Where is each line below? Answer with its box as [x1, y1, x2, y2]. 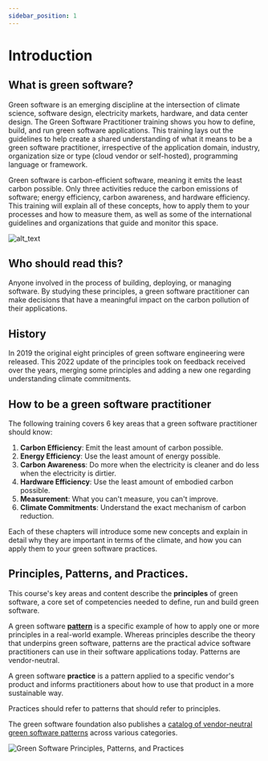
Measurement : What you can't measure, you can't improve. [19, 494, 218, 504]
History [8, 327, 47, 340]
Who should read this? [8, 257, 124, 270]
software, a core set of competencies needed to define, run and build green [8, 597, 259, 607]
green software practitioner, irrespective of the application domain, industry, [8, 142, 261, 152]
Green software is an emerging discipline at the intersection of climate [8, 100, 241, 109]
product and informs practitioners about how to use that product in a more [8, 679, 254, 689]
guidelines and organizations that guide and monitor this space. [8, 218, 219, 228]
